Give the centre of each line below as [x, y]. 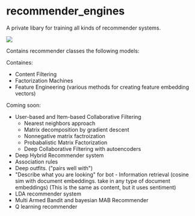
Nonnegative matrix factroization [64, 136]
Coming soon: [23, 105]
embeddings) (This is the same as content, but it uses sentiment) [95, 187]
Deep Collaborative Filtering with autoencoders [82, 148]
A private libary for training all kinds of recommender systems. [84, 28]
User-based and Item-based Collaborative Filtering [78, 116]
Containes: [20, 62]
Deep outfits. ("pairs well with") [54, 168]
